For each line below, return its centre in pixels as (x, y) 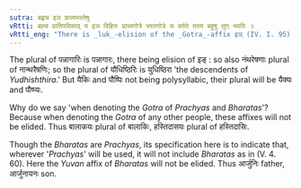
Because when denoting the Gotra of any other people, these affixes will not (150, 117)
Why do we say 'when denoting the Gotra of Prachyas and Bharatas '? (139, 107)
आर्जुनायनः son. (33, 174)
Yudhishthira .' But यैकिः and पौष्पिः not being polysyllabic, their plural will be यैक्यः (151, 80)
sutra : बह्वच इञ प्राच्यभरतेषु (49, 17)
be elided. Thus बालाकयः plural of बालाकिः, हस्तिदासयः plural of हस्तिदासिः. (129, 127)
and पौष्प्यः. (26, 90)
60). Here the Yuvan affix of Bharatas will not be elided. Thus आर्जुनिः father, (147, 164)
